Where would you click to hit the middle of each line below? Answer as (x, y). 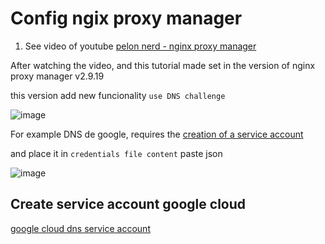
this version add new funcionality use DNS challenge (118, 95)
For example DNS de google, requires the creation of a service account (157, 134)
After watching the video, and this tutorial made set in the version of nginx (163, 65)
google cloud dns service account (80, 228)
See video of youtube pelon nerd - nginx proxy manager (140, 46)
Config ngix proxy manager (126, 18)
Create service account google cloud (128, 204)
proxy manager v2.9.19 (57, 76)
